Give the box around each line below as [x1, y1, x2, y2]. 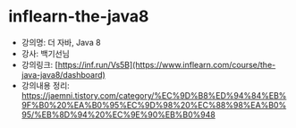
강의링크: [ [21, 59, 59, 70]
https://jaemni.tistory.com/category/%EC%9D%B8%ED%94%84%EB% [21, 90, 287, 100]
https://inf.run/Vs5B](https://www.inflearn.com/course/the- [57, 59, 276, 70]
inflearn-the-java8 [8, 6, 149, 27]
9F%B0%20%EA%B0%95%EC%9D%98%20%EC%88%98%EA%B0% [21, 99, 287, 110]
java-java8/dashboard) [21, 69, 106, 80]
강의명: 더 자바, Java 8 [21, 37, 101, 47]
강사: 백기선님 [21, 47, 71, 59]
